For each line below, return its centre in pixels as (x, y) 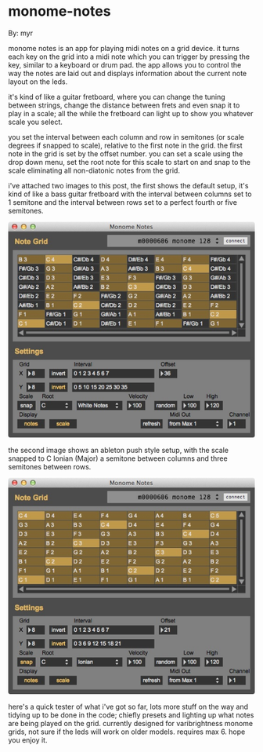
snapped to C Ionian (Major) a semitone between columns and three (118, 458)
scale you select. (35, 122)
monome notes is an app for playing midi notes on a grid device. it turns (124, 48)
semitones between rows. (50, 467)
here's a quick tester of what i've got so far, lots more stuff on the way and (128, 706)
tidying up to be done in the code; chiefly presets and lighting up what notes (131, 715)
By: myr (21, 33)
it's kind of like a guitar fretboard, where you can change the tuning (117, 97)
